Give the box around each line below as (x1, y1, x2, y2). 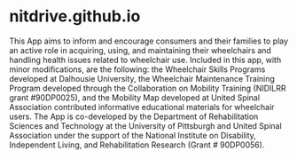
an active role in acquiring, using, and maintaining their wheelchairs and (9, 44, 272, 55)
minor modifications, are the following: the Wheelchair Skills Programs (9, 64, 266, 75)
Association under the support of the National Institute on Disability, (9, 130, 257, 140)
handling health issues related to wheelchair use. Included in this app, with (9, 54, 282, 65)
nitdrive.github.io (9, 6, 141, 27)
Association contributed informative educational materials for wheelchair (9, 101, 275, 112)
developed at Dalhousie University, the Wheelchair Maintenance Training (9, 73, 275, 83)
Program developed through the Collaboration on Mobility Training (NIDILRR (9, 83, 286, 93)
